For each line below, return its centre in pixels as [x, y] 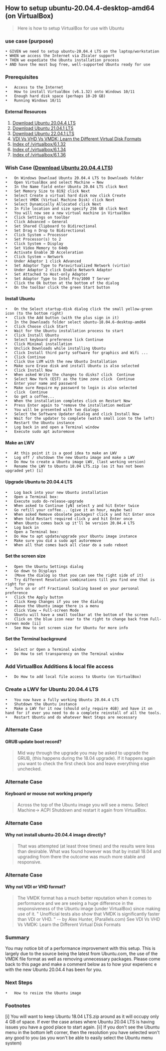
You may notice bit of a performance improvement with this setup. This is [81, 948]
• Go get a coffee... [30, 397]
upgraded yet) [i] [24, 471]
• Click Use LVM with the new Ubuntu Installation [61, 362]
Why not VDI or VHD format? [35, 887]
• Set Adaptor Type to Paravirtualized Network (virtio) [68, 265]
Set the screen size [25, 556]
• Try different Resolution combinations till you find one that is [80, 580]
